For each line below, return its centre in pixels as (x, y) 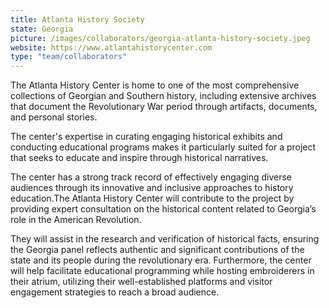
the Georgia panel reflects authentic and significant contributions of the (157, 250)
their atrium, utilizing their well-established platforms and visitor (141, 282)
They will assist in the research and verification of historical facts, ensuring (165, 239)
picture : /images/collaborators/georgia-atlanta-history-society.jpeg (160, 38)
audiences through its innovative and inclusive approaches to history (152, 188)
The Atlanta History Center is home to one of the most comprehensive (155, 85)
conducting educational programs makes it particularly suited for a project (163, 147)
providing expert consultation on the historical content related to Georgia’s (163, 209)
